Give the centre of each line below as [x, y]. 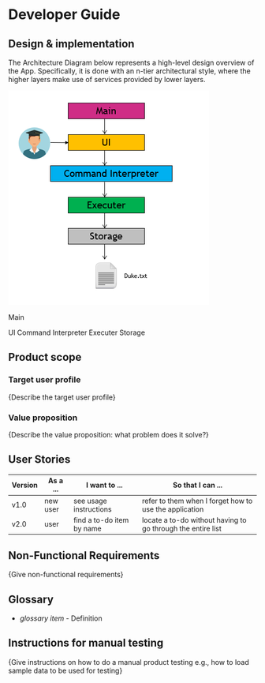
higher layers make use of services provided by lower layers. [107, 79]
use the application [173, 509]
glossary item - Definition [61, 618]
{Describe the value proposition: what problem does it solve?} [108, 434]
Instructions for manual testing [86, 643]
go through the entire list [182, 528]
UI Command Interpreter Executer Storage [77, 332]
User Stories [39, 460]
